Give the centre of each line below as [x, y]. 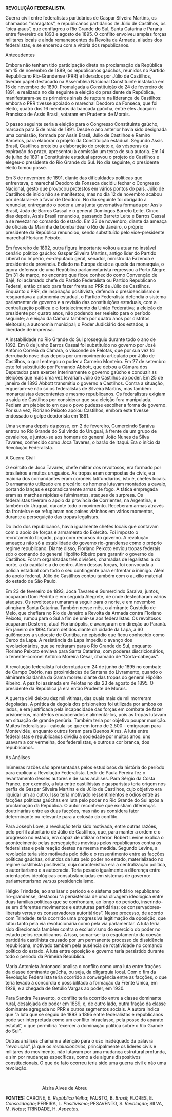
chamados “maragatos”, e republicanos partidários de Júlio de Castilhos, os [85, 23]
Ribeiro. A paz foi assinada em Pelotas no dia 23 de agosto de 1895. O [80, 683]
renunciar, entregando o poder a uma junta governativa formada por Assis [84, 205]
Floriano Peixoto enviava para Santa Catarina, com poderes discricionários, [85, 651]
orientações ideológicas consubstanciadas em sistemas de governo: [78, 875]
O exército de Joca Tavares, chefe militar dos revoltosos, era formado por [83, 468]
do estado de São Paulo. [31, 581]
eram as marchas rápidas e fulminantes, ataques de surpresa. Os [74, 495]
